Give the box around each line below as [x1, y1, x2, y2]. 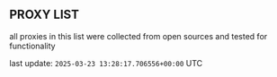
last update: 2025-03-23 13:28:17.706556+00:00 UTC [9, 57, 203, 68]
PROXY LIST [9, 7, 79, 22]
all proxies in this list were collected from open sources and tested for [9, 30, 268, 41]
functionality [9, 40, 56, 51]
